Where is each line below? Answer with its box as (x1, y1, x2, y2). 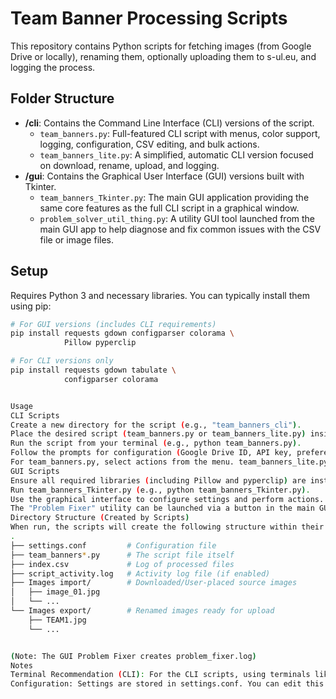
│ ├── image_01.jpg (10, 587, 101, 597)
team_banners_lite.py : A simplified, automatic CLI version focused (39, 148, 314, 161)
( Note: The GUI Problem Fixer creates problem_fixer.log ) (10, 651, 257, 661)
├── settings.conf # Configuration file (10, 540, 217, 551)
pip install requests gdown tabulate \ (10, 365, 177, 376)
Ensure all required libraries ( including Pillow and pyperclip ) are (10, 475, 307, 486)
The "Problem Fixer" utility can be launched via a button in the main (10, 503, 315, 514)
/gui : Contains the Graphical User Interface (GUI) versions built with (24, 170, 305, 182)
